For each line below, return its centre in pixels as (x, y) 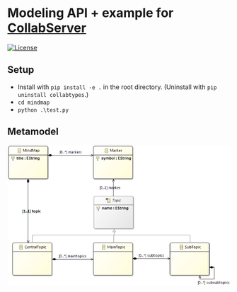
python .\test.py (43, 110)
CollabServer (47, 28)
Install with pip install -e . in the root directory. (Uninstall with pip (117, 87)
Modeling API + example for (91, 13)
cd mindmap (34, 103)
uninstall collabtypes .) (53, 94)
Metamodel (33, 132)
